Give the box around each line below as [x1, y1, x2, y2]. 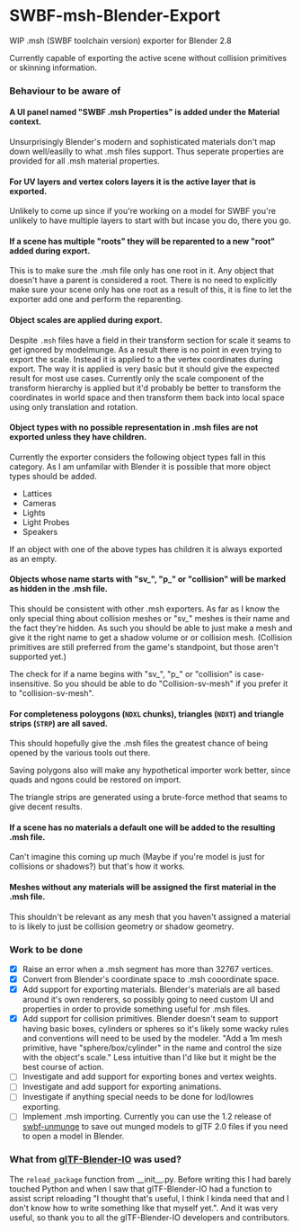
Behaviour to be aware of [9, 85, 121, 97]
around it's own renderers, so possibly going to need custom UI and [22, 995, 274, 1005]
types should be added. [9, 470, 97, 481]
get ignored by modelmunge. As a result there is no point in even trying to [9, 344, 282, 355]
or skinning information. [9, 62, 97, 73]
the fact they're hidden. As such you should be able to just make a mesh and [9, 622, 293, 634]
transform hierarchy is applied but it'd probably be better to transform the [9, 382, 281, 393]
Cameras [22, 497, 57, 508]
